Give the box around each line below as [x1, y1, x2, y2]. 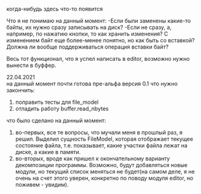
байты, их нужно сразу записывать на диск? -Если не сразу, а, [6, 24, 172, 31]
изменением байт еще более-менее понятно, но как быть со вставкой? [6, 37, 195, 44]
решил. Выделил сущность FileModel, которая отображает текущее [15, 135, 194, 142]
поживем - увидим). [15, 181, 69, 188]
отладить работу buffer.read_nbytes [15, 105, 109, 112]
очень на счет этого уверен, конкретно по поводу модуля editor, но [15, 174, 194, 182]
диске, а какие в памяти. [15, 149, 81, 155]
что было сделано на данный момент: [6, 117, 106, 124]
